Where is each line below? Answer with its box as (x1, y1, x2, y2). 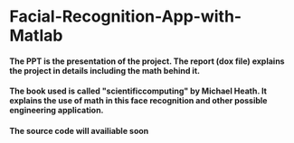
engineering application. (9, 105, 104, 116)
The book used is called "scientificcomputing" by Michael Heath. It (9, 85, 267, 96)
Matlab (9, 25, 63, 46)
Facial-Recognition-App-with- (9, 6, 242, 27)
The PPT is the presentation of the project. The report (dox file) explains (9, 56, 285, 67)
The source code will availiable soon (9, 125, 149, 136)
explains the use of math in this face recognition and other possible (9, 95, 268, 106)
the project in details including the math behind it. (9, 65, 201, 76)
